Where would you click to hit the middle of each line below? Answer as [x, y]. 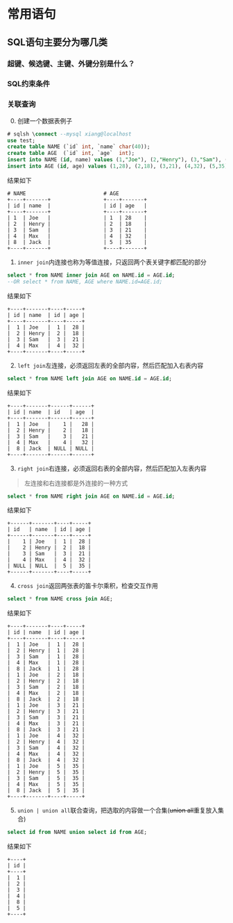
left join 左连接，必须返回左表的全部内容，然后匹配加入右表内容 [110, 365]
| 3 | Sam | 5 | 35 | [46, 778]
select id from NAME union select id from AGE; [77, 832]
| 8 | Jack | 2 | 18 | [46, 699]
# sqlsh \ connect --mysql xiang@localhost [69, 134]
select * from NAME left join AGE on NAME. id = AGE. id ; [89, 378]
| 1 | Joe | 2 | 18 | [46, 675]
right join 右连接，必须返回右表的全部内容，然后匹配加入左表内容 [112, 468]
